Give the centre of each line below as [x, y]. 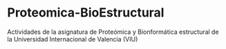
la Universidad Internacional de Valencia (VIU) [73, 39]
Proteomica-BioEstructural [86, 13]
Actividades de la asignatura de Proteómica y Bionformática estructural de [113, 32]
